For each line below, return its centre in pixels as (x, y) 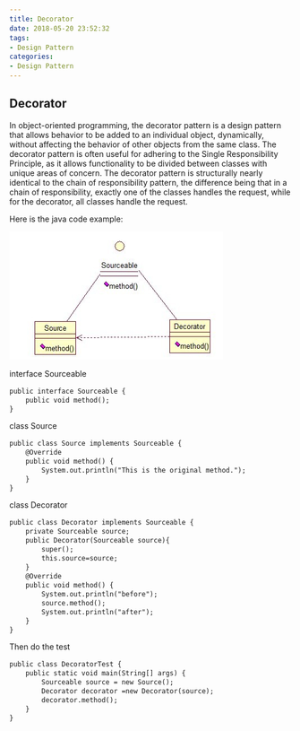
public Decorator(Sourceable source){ (98, 540)
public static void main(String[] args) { (106, 673)
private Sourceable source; (77, 531)
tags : (19, 38)
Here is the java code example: (66, 219)
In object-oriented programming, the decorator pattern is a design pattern (146, 125)
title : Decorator (42, 19)
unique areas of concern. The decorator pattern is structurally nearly (136, 173)
